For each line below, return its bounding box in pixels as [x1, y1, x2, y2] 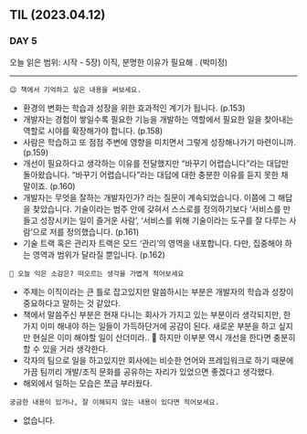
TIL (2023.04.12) [9, 7, 106, 23]
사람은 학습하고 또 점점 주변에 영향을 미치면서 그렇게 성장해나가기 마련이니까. [22, 136, 297, 147]
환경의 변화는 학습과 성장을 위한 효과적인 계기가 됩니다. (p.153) [22, 102, 246, 113]
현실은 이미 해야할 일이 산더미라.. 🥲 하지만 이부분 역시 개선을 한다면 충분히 [32, 332, 296, 343]
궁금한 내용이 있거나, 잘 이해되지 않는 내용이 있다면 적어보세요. [9, 397, 219, 407]
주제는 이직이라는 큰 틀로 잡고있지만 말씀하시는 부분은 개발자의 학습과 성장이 [22, 286, 294, 297]
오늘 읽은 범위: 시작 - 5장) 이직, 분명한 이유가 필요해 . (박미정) [9, 57, 228, 68]
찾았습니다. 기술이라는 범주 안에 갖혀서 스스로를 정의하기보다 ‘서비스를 [32, 203, 281, 214]
